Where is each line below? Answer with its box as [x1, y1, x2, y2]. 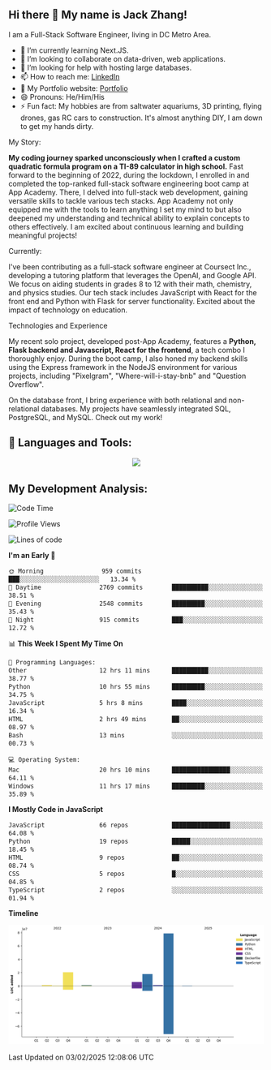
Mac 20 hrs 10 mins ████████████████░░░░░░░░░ [8, 766, 264, 775]
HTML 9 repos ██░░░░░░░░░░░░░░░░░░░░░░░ [8, 853, 264, 862]
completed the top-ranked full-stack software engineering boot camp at [8, 178, 249, 188]
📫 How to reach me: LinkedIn [19, 71, 120, 81]
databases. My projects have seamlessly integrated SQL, [41, 403, 231, 414]
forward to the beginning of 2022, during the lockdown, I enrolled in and [8, 170, 250, 179]
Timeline [8, 909, 39, 918]
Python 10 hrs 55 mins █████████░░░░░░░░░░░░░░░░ [8, 683, 264, 691]
